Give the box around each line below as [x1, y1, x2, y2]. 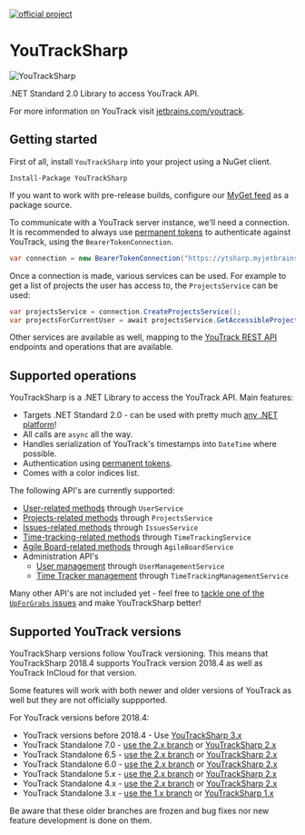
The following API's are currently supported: [9, 485, 175, 496]
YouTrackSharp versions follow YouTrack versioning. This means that [9, 648, 269, 659]
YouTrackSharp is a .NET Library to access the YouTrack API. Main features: [9, 392, 294, 403]
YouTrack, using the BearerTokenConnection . [9, 236, 174, 247]
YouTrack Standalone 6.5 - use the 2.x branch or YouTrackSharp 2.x [22, 750, 278, 760]
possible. [22, 448, 57, 459]
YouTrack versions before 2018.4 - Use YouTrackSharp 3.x [22, 730, 242, 741]
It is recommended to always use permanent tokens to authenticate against [9, 226, 291, 237]
